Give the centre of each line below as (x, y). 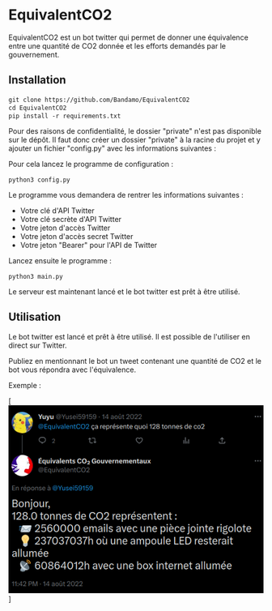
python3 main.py (36, 276)
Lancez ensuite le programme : (60, 260)
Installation (37, 80)
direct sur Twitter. (38, 345)
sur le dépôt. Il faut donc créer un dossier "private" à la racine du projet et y (134, 139)
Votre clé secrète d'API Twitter (71, 219)
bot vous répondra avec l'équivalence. (72, 370)
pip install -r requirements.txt (65, 116)
